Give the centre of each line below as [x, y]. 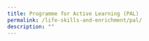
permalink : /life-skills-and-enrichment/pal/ [74, 20]
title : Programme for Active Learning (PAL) [73, 14]
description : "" [31, 26]
